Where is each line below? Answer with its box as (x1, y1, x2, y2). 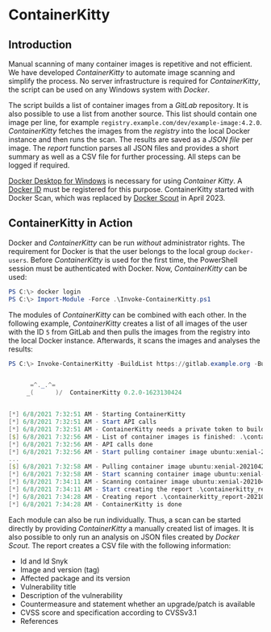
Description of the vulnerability (19, 590, 123, 600)
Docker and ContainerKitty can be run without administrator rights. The (8, 238, 245, 247)
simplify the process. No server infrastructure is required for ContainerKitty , (8, 77, 261, 85)
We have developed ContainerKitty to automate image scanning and (8, 68, 236, 77)
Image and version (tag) (19, 564, 100, 574)
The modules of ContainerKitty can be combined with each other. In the (8, 310, 248, 319)
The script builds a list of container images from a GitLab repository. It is (8, 101, 248, 110)
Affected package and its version (19, 573, 131, 583)
